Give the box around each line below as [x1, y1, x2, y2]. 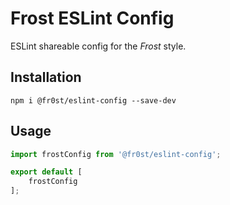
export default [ [10, 167, 83, 177]
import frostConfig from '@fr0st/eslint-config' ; [10, 149, 222, 159]
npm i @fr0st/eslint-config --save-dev [10, 95, 177, 106]
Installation [10, 69, 82, 86]
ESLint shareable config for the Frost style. [10, 40, 187, 52]
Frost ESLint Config [10, 7, 175, 30]
